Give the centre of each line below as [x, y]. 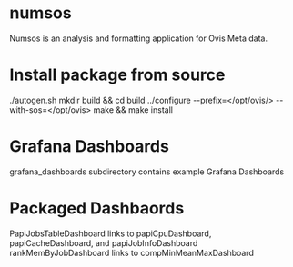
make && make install [133, 109]
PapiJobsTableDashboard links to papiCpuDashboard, [111, 233]
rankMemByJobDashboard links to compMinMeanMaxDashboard [132, 252]
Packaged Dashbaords [97, 208]
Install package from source [117, 75]
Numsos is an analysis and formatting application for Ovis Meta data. [139, 38]
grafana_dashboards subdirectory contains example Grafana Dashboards [147, 172]
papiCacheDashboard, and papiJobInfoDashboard [104, 242]
